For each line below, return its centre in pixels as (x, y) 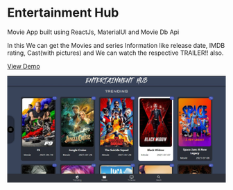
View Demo (24, 66)
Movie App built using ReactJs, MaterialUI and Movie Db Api (93, 32)
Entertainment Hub (63, 13)
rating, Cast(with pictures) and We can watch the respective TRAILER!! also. (115, 53)
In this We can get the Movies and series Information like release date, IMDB (116, 45)
